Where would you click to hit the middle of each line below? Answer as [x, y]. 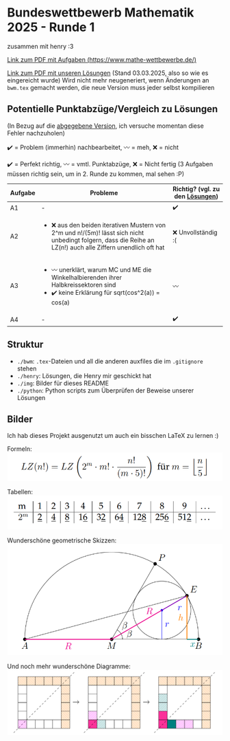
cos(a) [60, 302]
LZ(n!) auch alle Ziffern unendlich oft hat [108, 247]
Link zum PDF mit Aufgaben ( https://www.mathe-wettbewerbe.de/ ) [102, 59]
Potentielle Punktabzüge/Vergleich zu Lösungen [113, 109]
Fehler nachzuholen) [36, 133]
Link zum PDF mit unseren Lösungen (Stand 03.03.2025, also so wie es [108, 73]
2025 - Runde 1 [51, 27]
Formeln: [20, 449]
